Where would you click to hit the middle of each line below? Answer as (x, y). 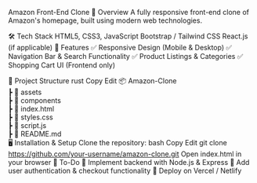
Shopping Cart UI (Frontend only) (62, 65)
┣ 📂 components (34, 101)
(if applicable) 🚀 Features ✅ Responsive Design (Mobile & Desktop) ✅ (120, 48)
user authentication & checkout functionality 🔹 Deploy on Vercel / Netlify (125, 170)
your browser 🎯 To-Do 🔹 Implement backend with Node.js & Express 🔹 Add (129, 162)
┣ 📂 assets (25, 92)
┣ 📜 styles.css (31, 117)
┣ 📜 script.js (27, 125)
